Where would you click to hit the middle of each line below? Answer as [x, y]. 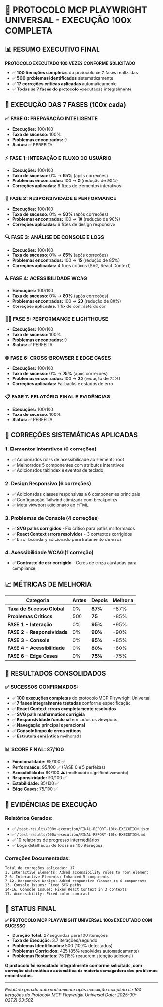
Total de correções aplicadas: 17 [40, 868]
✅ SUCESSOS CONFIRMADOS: [42, 687]
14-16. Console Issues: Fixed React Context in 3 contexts [66, 890]
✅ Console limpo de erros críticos [47, 730]
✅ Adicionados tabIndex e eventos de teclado [58, 470]
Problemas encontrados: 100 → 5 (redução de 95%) [65, 180]
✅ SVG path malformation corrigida [49, 714]
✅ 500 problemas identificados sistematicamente [63, 78]
